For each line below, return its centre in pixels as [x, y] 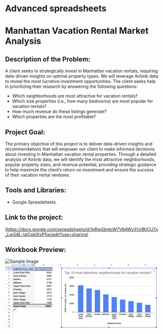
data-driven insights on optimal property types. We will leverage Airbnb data [82, 76]
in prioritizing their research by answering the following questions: [71, 86]
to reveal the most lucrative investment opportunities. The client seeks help [80, 82]
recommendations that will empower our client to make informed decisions [80, 149]
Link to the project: [34, 218]
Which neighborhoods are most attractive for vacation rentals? [75, 96]
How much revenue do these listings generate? [59, 112]
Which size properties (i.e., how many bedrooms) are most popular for [82, 101]
